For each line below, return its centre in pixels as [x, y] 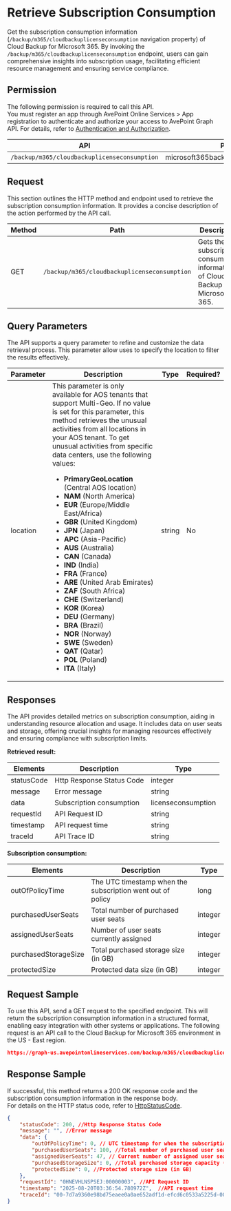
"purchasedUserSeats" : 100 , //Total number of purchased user [123, 1150]
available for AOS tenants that [100, 395]
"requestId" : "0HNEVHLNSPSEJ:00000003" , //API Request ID [104, 1182]
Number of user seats [126, 930]
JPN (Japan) [85, 530]
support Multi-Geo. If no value [101, 403]
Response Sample [46, 1074]
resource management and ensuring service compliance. [88, 68]
